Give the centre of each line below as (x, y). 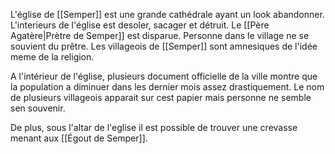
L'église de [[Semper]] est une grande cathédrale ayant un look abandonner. (167, 14)
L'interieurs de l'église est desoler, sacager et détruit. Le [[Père (140, 25)
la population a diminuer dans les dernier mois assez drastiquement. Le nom (167, 87)
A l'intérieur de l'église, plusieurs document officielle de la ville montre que (164, 76)
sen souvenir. (38, 108)
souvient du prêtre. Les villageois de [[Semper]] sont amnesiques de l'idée (164, 46)
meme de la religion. (52, 57)
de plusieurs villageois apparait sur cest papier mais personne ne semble (161, 97)
